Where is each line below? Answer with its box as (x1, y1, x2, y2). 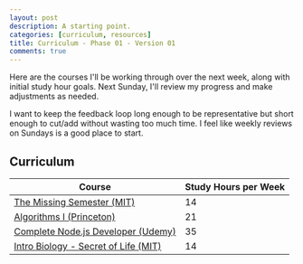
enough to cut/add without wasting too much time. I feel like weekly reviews (9, 118, 292, 129)
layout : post (9, 13, 59, 23)
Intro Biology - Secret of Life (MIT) (14, 240, 162, 252)
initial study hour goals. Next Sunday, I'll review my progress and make (9, 81, 273, 92)
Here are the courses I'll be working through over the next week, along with (9, 71, 291, 82)
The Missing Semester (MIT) (14, 195, 136, 208)
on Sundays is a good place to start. (9, 127, 144, 138)
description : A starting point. (9, 22, 131, 31)
